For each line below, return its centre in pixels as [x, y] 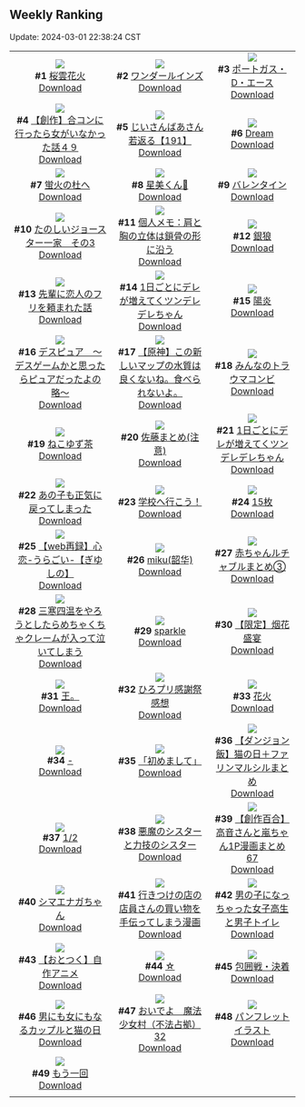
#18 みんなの [243, 365]
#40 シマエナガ [51, 902]
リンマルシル [243, 767]
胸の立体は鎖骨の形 [160, 235]
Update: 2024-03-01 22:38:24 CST [75, 36]
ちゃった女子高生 [252, 908]
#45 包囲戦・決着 [252, 966]
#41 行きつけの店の [160, 894]
